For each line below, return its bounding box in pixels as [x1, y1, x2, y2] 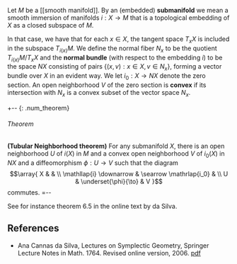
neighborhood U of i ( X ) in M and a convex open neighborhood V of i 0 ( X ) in [7, 149, 225, 159]
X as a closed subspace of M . [7, 21, 94, 29]
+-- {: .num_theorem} [7, 103, 70, 112]
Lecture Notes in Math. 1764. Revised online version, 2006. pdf [17, 248, 202, 257]
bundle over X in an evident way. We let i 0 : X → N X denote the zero [7, 71, 207, 81]
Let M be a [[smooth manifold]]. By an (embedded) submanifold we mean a [7, 6, 229, 14]
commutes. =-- [7, 188, 52, 197]
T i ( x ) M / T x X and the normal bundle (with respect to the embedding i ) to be [7, 53, 223, 63]
